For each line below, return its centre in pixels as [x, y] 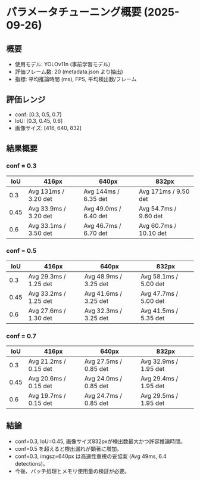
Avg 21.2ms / [47, 361]
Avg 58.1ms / [160, 276]
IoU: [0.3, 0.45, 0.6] [39, 120]
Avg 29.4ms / [160, 379]
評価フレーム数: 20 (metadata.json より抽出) [69, 72]
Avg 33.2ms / [47, 293]
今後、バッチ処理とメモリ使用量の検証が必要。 [72, 471]
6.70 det [96, 233]
